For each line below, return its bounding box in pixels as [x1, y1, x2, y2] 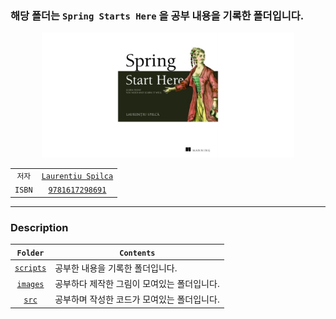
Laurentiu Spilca [41, 172, 114, 182]
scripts [14, 263, 47, 274]
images [16, 279, 45, 289]
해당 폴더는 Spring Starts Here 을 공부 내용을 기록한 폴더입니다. [10, 8, 305, 22]
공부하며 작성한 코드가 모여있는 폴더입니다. [54, 293, 220, 306]
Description [10, 220, 69, 234]
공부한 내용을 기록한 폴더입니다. [54, 262, 178, 274]
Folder [16, 248, 45, 258]
